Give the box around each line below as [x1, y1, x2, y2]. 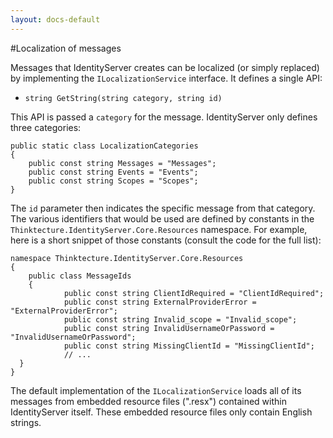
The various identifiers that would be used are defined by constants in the [10, 212, 315, 225]
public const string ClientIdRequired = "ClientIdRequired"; [63, 288, 325, 298]
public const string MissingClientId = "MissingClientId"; [63, 341, 315, 351]
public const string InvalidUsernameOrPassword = [63, 323, 275, 333]
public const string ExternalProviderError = [63, 297, 257, 307]
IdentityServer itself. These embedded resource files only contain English [10, 406, 313, 418]
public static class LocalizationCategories [10, 141, 199, 151]
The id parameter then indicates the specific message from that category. [10, 202, 316, 214]
